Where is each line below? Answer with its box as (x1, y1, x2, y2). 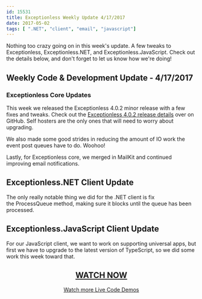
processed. (6, 206, 34, 213)
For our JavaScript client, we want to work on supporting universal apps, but (6, 240, 197, 247)
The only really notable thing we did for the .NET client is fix (6, 193, 155, 201)
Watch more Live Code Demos (63, 286, 139, 294)
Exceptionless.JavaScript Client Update (6, 224, 159, 234)
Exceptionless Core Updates (6, 91, 92, 99)
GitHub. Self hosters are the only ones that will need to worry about (6, 117, 174, 124)
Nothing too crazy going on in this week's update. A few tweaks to (6, 42, 172, 50)
